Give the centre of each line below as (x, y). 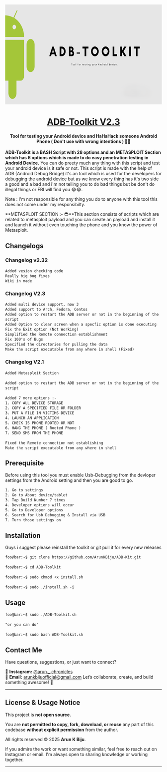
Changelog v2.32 (27, 260)
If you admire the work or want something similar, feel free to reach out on (81, 749)
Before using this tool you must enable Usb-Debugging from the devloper (80, 475)
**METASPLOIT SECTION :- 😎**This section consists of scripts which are (82, 214)
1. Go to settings (24, 490)
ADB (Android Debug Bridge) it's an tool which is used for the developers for (83, 174)
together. (14, 760)
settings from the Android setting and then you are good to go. (69, 480)
